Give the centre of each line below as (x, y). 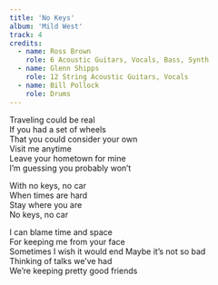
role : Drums (48, 93)
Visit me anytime (41, 148)
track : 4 (26, 34)
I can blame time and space (61, 231)
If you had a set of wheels (58, 129)
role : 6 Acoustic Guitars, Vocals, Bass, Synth (117, 60)
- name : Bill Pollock (59, 85)
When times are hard (49, 195)
